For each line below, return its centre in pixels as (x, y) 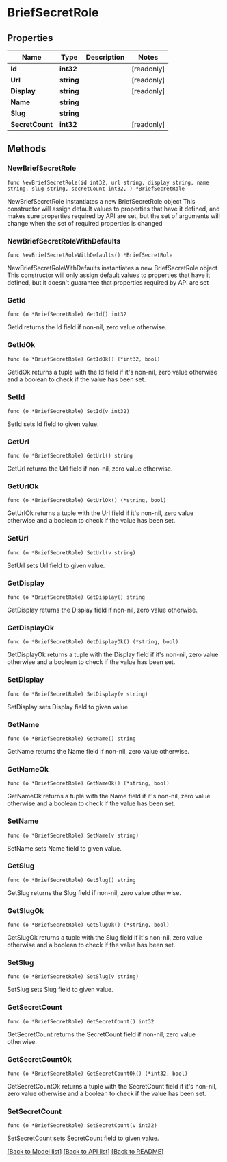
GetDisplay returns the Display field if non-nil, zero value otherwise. (103, 610)
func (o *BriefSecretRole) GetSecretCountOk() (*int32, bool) (97, 1074)
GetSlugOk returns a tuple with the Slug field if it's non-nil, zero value (105, 938)
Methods (27, 149)
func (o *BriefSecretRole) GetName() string (71, 739)
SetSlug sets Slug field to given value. (61, 990)
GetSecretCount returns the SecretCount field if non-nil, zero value (102, 1034)
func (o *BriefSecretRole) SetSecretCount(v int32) (82, 1126)
